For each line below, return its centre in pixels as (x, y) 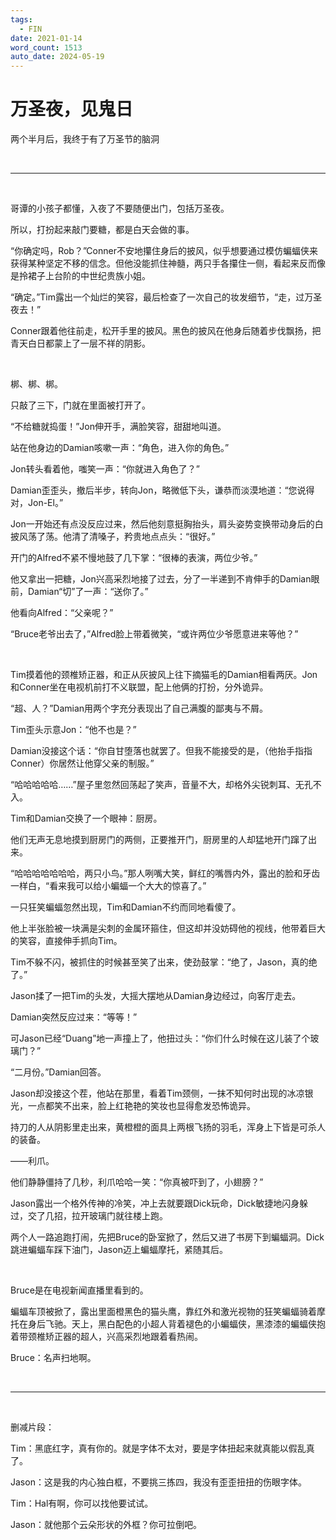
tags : (21, 19)
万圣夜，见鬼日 (72, 109)
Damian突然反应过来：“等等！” (74, 1017)
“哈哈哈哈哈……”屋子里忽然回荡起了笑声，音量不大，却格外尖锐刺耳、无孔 (161, 785)
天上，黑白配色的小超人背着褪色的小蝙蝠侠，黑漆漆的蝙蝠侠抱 (198, 1324)
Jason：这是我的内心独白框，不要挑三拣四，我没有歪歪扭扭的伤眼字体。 (158, 1482)
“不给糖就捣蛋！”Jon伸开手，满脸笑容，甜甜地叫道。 (118, 427)
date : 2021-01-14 (46, 38)
